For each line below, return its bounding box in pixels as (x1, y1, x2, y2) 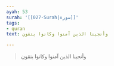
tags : (6, 20, 20, 26)
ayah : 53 (6, 8, 28, 15)
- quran (6, 25, 26, 32)
